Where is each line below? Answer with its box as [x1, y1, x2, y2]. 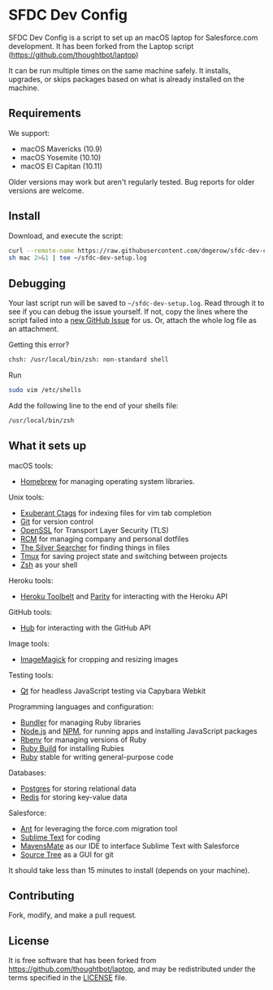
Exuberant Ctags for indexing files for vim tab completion [19, 508, 212, 517]
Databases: [8, 767, 47, 778]
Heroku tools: [8, 575, 54, 585]
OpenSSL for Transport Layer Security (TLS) [19, 525, 169, 534]
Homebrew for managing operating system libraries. [19, 476, 195, 486]
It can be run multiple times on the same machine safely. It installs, [8, 65, 232, 75]
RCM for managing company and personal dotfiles [19, 534, 189, 543]
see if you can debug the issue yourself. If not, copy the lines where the [8, 307, 249, 316]
